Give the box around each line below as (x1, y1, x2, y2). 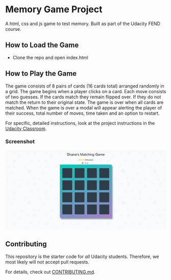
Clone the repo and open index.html (12, 54, 88, 60)
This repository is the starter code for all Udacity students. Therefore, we (5, 253, 159, 260)
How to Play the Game (5, 69, 77, 78)
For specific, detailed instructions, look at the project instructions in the (5, 120, 155, 126)
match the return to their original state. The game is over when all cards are (5, 99, 164, 105)
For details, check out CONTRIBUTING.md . (5, 269, 95, 275)
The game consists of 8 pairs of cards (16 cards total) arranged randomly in (5, 83, 164, 89)
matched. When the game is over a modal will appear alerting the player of (5, 104, 162, 111)
